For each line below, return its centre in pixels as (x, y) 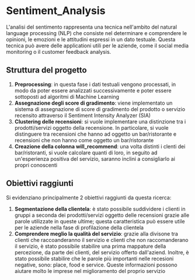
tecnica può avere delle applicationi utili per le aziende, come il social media (97, 46)
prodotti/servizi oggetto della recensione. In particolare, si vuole (91, 127)
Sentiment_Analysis (56, 11)
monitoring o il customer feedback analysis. (59, 51)
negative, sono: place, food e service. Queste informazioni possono (96, 265)
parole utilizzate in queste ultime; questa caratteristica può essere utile (100, 221)
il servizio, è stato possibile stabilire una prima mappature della (90, 246)
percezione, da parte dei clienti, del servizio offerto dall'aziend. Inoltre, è (102, 252)
